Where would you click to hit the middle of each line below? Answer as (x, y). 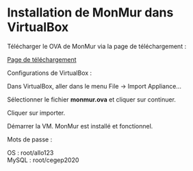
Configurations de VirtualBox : (50, 73)
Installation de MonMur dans (90, 13)
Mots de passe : (30, 139)
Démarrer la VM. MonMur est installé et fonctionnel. (80, 126)
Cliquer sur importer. (36, 113)
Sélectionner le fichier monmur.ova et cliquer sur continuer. (92, 99)
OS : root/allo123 (30, 152)
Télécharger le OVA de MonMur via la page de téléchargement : (97, 46)
